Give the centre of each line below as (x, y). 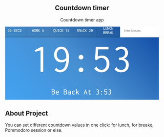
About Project (27, 113)
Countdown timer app (82, 20)
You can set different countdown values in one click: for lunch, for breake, (79, 125)
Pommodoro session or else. (34, 130)
